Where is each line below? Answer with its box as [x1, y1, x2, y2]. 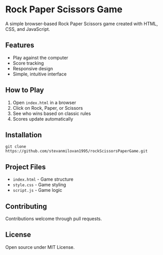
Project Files [5, 163, 46, 171]
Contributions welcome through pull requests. [5, 215, 103, 222]
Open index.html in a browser [12, 99, 76, 106]
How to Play [5, 86, 45, 94]
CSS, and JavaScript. [5, 26, 50, 32]
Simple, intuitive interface [12, 71, 67, 77]
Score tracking [12, 60, 44, 66]
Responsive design [12, 65, 53, 71]
